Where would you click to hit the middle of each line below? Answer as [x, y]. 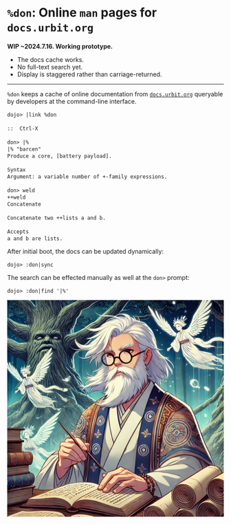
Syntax [16, 170]
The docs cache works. [51, 59]
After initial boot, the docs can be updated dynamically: [85, 251]
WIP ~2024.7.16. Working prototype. [60, 46]
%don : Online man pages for [82, 13]
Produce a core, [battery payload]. [59, 156]
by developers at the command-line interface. [72, 101]
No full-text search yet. [50, 67]
